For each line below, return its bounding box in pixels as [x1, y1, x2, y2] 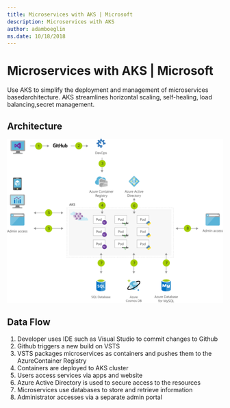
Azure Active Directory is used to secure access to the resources [16, 378, 201, 387]
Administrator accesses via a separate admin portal [16, 393, 163, 401]
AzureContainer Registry [16, 357, 87, 365]
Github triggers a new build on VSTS [16, 341, 120, 350]
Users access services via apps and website [16, 371, 143, 379]
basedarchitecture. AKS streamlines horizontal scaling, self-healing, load [7, 93, 212, 101]
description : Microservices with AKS [7, 18, 115, 25]
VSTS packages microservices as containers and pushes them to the [16, 349, 212, 357]
